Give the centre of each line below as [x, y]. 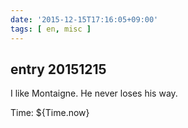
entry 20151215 [58, 69]
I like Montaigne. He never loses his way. [94, 93]
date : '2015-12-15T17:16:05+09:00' [84, 19]
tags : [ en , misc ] [51, 29]
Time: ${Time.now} [50, 113]
